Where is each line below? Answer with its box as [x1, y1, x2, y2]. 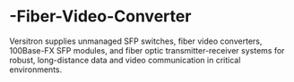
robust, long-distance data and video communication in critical [9, 54, 241, 65]
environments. [9, 64, 63, 75]
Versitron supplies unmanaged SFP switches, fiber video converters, [9, 36, 263, 46]
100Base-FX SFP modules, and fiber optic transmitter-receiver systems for [9, 45, 285, 55]
